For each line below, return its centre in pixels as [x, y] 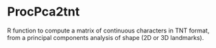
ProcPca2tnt [44, 12]
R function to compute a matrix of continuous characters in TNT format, [108, 30]
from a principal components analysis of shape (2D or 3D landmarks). [106, 37]
